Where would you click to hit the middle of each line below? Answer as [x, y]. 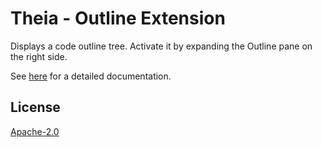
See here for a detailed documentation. [91, 76]
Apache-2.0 [35, 131]
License [35, 107]
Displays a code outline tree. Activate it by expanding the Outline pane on [161, 46]
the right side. [39, 56]
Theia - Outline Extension [118, 18]
